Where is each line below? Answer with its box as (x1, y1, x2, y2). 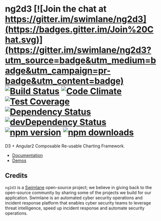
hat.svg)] (5, 34, 43, 46)
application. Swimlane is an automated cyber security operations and (5, 195, 143, 201)
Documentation (12, 152, 43, 158)
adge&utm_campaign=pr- (5, 65, 111, 76)
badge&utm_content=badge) (5, 76, 124, 87)
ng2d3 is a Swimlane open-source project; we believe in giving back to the (5, 184, 152, 190)
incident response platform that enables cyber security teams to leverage (5, 200, 151, 205)
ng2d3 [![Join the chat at (5, 3, 107, 15)
